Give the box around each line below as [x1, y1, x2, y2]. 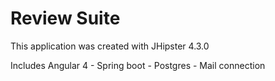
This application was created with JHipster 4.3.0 [10, 40, 210, 52]
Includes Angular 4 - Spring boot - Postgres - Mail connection [10, 59, 266, 71]
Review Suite [10, 7, 121, 30]
